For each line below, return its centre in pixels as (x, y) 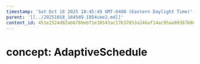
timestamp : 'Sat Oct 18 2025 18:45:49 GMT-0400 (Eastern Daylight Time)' (100, 12)
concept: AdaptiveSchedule (77, 52)
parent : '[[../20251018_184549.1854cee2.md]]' (65, 17)
